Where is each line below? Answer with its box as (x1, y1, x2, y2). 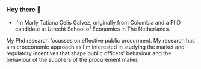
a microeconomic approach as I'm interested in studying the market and (6, 43, 185, 50)
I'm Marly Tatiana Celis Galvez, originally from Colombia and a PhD (14, 19, 181, 26)
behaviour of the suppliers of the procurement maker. (6, 56, 139, 64)
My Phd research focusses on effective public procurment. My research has (6, 37, 196, 44)
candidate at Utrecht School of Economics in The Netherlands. (14, 25, 170, 32)
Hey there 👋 (6, 5, 41, 14)
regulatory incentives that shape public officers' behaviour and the (6, 50, 172, 57)
